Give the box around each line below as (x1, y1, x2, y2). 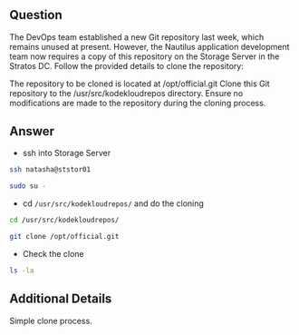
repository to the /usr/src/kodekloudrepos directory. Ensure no (9, 87, 244, 98)
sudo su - (9, 182, 47, 191)
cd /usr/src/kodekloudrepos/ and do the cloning (22, 198, 204, 209)
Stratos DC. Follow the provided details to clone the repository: (9, 60, 245, 71)
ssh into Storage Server (22, 148, 111, 159)
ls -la (9, 266, 34, 275)
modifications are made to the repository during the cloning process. (9, 97, 266, 108)
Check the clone (22, 248, 84, 259)
